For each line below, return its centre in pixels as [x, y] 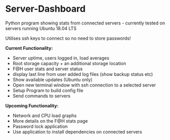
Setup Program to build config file [48, 90]
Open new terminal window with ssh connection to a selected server [84, 85]
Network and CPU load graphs [45, 116]
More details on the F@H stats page [50, 121]
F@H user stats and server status [47, 69]
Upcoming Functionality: [32, 105]
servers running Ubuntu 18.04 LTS [41, 28]
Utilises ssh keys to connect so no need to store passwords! [68, 38]
